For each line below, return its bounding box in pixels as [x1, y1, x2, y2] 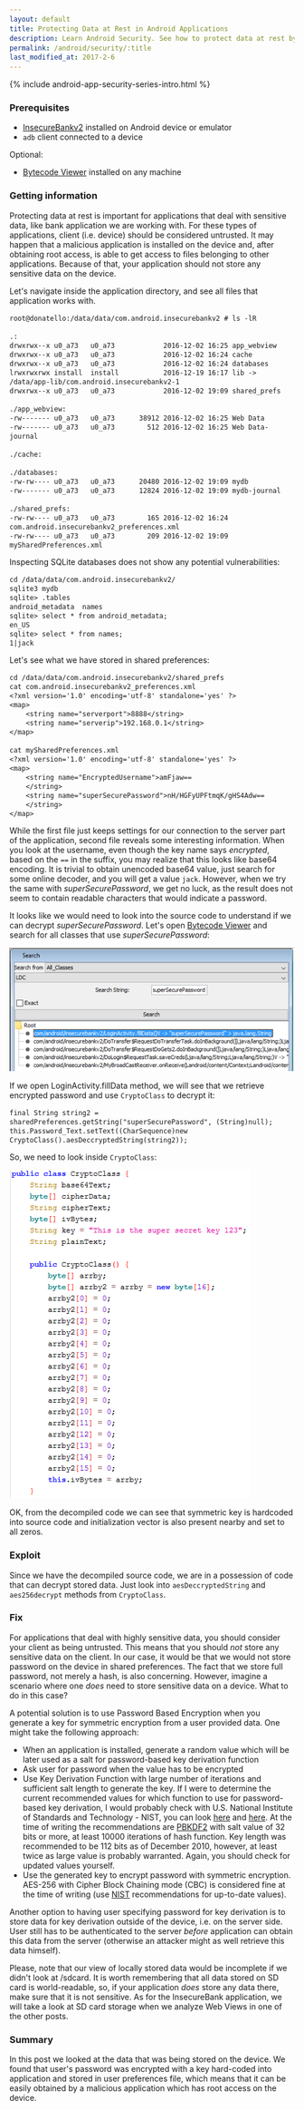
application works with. [9, 295, 97, 306]
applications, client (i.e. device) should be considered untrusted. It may [9, 229, 274, 240]
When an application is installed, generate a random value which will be [22, 1744, 290, 1755]
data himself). [9, 1945, 62, 1956]
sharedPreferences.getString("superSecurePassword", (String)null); [9, 1118, 273, 1127]
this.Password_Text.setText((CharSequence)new [9, 1127, 188, 1136]
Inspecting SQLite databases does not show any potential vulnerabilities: [9, 556, 280, 567]
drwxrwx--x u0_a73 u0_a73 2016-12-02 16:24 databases [9, 359, 270, 368]
